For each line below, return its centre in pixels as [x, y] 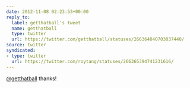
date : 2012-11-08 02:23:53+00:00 [47, 12]
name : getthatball [34, 28]
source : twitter [26, 45]
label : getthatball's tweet [46, 23]
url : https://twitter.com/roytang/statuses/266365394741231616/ [93, 61]
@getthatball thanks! [31, 78]
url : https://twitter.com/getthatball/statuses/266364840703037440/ [98, 39]
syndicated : [21, 51]
